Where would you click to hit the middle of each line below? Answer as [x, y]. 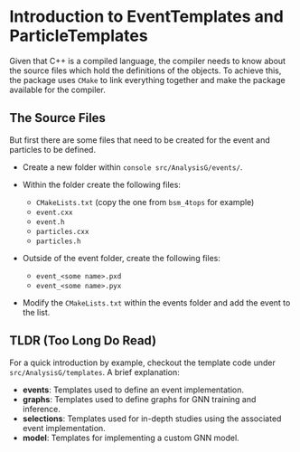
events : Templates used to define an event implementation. [133, 390]
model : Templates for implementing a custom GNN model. [131, 438]
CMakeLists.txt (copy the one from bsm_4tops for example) [145, 202]
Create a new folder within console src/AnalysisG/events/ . [132, 167]
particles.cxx [62, 231]
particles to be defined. [53, 149]
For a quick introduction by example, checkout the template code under [142, 363]
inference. [42, 409]
